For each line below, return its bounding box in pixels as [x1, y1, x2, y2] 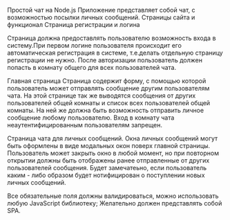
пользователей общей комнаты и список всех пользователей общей [7, 99, 211, 107]
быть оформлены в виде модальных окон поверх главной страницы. [7, 142, 211, 149]
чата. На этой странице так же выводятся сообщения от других [7, 91, 196, 100]
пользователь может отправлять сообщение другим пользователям [7, 84, 210, 92]
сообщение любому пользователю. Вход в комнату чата [7, 113, 175, 122]
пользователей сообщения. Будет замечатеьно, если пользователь [7, 164, 207, 172]
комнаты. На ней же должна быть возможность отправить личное [7, 107, 204, 114]
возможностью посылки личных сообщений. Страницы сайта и [7, 13, 195, 21]
